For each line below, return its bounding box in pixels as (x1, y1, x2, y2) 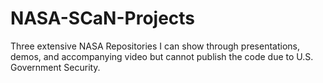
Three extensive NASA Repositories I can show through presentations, (10, 40, 300, 52)
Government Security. (10, 61, 101, 73)
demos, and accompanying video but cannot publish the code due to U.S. (10, 50, 314, 62)
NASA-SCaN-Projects (10, 7, 196, 30)
